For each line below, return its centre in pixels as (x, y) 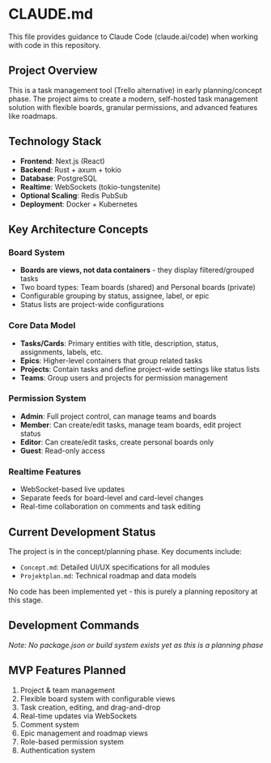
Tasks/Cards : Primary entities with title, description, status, (119, 343)
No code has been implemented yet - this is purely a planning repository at (133, 591)
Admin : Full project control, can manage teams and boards (118, 416)
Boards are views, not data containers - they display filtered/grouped (137, 270)
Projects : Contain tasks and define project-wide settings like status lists (140, 369)
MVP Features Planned (67, 670)
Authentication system (57, 750)
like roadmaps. (33, 116)
